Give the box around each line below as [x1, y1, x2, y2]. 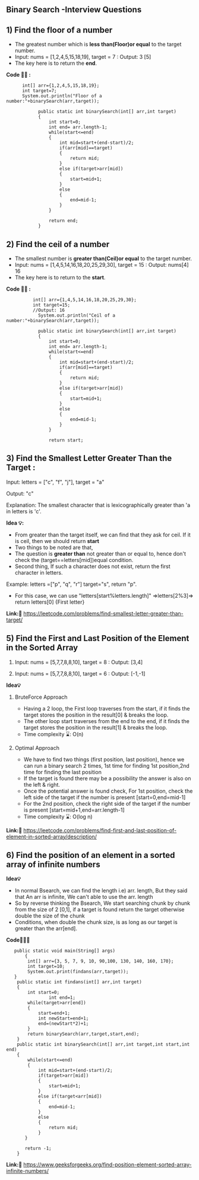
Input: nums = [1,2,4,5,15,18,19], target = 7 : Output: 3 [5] [14, 53, 151, 61]
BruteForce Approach [14, 693, 68, 701]
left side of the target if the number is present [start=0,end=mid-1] [23, 793, 186, 801]
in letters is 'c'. [6, 507, 42, 515]
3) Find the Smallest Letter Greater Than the [6, 453, 172, 463]
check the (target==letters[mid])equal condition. [14, 556, 134, 563]
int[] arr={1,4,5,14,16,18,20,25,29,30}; [32, 297, 137, 303]
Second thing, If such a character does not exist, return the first [14, 563, 170, 570]
